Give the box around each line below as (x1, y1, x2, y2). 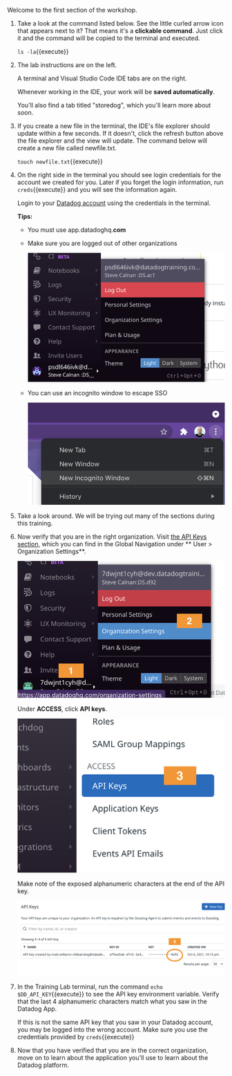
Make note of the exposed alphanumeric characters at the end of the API (17, 879, 225, 888)
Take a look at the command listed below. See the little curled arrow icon (17, 19, 224, 27)
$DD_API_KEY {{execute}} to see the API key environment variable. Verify (17, 990, 220, 998)
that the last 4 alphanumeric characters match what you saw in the (17, 997, 207, 1006)
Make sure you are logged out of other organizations (27, 239, 177, 247)
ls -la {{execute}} (17, 48, 69, 55)
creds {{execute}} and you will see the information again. (17, 186, 177, 193)
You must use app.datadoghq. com (27, 226, 126, 234)
